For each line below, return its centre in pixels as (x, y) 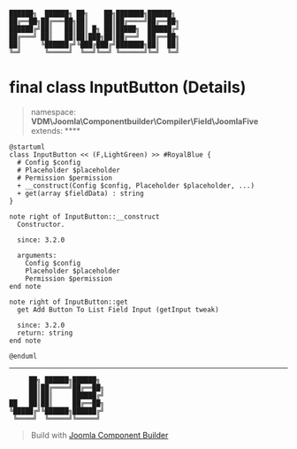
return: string (45, 333)
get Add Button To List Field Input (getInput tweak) (118, 310)
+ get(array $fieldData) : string (80, 193)
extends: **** (56, 130)
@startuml (27, 147)
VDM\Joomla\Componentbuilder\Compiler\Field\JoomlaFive (145, 121)
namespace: (53, 112)
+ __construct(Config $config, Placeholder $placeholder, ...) (136, 186)
